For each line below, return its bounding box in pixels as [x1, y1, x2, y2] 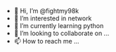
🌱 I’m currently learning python [13, 22, 104, 30]
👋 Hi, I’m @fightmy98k [13, 7, 79, 15]
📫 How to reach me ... [13, 37, 79, 45]
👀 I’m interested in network [13, 14, 92, 22]
